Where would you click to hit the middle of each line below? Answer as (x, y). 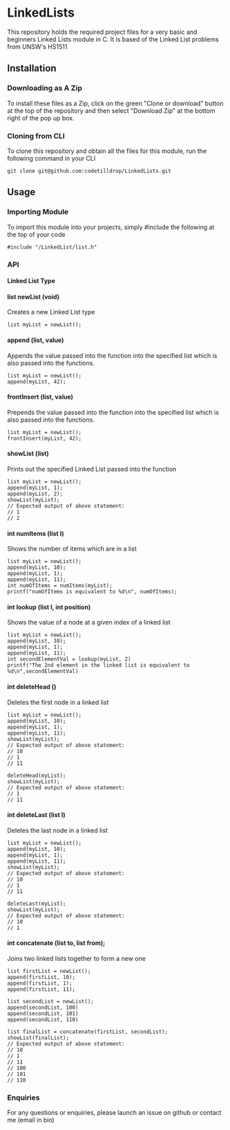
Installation (32, 68)
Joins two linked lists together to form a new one (77, 958)
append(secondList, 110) (43, 1019)
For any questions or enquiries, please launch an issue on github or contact (114, 1113)
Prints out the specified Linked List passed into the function (92, 469)
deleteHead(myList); (37, 775)
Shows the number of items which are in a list (72, 549)
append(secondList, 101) (43, 1013)
